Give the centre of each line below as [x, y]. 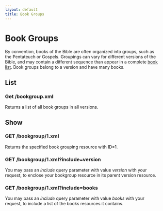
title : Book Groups [25, 14]
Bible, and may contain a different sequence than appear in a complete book [81, 62]
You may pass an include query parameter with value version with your [76, 170]
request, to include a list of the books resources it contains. [64, 204]
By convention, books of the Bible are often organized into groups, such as [80, 52]
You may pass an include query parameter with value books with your [75, 198]
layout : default [21, 10]
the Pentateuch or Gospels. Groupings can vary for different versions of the [81, 57]
